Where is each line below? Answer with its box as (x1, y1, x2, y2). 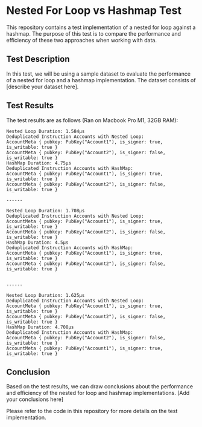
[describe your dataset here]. (6, 83, 79, 90)
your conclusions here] (6, 396, 64, 403)
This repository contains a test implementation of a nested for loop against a (6, 24, 196, 31)
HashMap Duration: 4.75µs (6, 160, 71, 166)
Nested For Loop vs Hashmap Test (6, 4, 182, 18)
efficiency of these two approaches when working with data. (6, 36, 157, 44)
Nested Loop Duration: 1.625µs (6, 292, 85, 298)
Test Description (6, 54, 71, 64)
